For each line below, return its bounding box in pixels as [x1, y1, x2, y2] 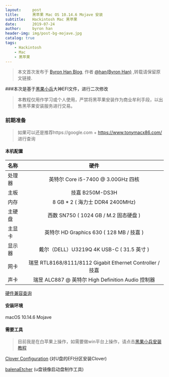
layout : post [5, 7, 42, 13]
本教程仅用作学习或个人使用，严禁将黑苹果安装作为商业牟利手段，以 [17, 97, 159, 103]
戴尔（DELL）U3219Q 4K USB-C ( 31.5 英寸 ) [39, 246, 149, 253]
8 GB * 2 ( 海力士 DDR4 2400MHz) [52, 198, 136, 205]
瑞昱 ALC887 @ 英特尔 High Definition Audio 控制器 [33, 276, 155, 283]
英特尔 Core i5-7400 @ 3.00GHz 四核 [48, 175, 140, 182]
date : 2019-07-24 [5, 21, 55, 27]
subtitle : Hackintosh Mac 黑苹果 [5, 17, 77, 22]
